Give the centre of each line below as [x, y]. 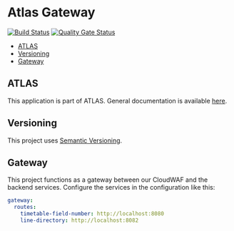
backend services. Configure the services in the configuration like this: [111, 188]
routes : [25, 207]
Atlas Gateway [51, 12]
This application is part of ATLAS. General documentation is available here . [117, 101]
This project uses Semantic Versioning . [65, 140]
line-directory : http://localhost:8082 [80, 220]
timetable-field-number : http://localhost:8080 [92, 214]
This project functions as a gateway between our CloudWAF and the [108, 180]
